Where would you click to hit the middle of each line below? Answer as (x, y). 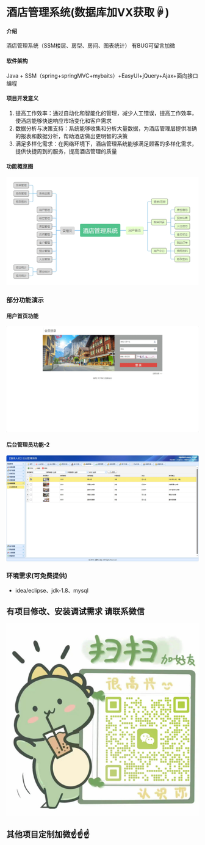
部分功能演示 (25, 300)
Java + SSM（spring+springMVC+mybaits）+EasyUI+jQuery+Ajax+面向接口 (102, 75)
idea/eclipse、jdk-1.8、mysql (52, 590)
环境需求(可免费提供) (37, 576)
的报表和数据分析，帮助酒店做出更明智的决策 (71, 136)
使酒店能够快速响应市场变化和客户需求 (63, 120)
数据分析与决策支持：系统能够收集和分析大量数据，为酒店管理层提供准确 (106, 128)
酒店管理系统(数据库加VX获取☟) (88, 13)
